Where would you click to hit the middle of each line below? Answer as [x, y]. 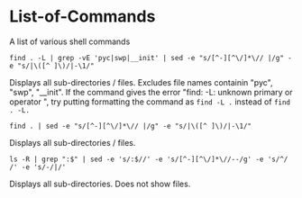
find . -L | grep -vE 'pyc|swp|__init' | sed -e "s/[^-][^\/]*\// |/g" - [151, 58]
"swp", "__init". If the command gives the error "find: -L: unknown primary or [151, 92]
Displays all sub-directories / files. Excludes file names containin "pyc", [141, 82]
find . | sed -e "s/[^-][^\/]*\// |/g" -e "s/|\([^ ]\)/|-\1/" [131, 126]
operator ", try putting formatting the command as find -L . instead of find [150, 102]
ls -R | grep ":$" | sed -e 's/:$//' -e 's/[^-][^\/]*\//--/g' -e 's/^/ [149, 159]
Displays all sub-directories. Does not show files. [100, 184]
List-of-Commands [82, 17]
